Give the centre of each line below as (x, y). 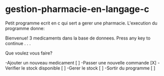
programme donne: (25, 28)
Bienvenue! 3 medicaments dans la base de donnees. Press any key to (78, 38)
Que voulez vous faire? (29, 53)
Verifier (13, 68)
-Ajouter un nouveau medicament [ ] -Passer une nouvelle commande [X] (81, 62)
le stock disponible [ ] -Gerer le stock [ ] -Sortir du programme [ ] (88, 68)
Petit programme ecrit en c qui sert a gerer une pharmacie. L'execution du (81, 23)
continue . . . (18, 43)
